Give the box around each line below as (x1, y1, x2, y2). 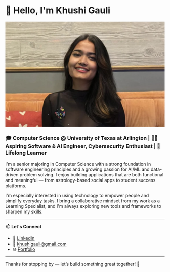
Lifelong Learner (5, 149, 47, 157)
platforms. (5, 183, 27, 189)
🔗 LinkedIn (12, 235, 35, 241)
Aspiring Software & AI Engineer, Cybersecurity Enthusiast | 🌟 (5, 143, 161, 150)
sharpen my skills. (5, 208, 43, 215)
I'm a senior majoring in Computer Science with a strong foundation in (5, 161, 151, 167)
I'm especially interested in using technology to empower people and (5, 192, 149, 198)
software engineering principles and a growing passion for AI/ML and (5, 166, 150, 172)
